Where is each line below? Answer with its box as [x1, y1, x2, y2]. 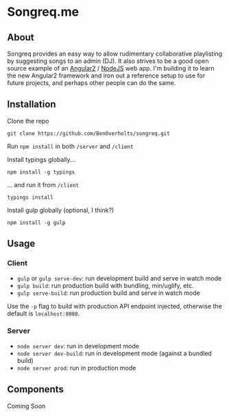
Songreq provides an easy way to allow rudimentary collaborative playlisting [7, 49, 223, 58]
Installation [7, 99, 56, 110]
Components [7, 383, 64, 395]
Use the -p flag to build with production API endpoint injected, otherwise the [7, 302, 223, 310]
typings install [7, 193, 53, 201]
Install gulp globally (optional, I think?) [7, 206, 114, 214]
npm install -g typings [7, 169, 75, 176]
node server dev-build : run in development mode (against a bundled [16, 349, 213, 357]
